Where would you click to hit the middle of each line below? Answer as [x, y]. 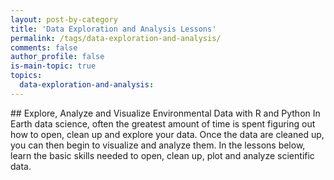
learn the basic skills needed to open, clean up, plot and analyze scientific [162, 155]
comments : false [44, 47]
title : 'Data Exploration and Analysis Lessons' [113, 29]
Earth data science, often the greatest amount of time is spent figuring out [163, 123]
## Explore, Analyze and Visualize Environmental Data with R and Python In [165, 113]
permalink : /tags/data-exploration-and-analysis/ [116, 38]
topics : [26, 76]
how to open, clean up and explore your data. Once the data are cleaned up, [167, 134]
